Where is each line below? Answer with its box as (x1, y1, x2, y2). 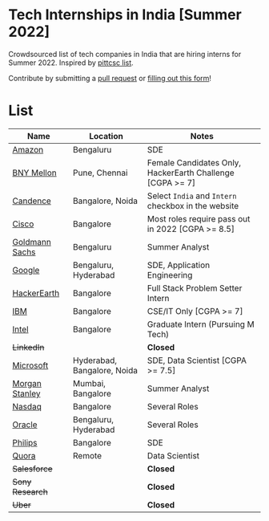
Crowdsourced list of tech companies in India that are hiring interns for (8, 49, 242, 59)
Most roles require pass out (147, 213, 251, 224)
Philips (12, 437, 38, 448)
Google (12, 264, 40, 275)
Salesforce (12, 463, 54, 474)
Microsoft (12, 360, 49, 371)
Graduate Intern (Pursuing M (147, 319, 255, 330)
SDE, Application (147, 259, 211, 271)
